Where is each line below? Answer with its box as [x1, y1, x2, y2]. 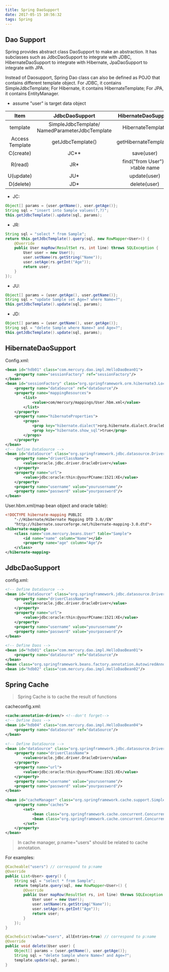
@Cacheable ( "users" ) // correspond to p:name [5, 864, 102, 869]
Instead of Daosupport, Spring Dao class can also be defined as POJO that [5, 75, 160, 81]
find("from [122, 158, 147, 165]
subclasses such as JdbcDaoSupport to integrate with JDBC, [5, 54, 132, 60]
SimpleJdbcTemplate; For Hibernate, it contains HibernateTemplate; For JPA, [5, 85, 164, 91]
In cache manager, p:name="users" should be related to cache [17, 840, 148, 846]
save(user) [132, 150, 158, 157]
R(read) [11, 161, 29, 168]
